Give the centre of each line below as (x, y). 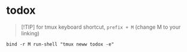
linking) (30, 33)
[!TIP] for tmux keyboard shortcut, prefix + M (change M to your (101, 27)
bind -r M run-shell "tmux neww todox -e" (60, 44)
